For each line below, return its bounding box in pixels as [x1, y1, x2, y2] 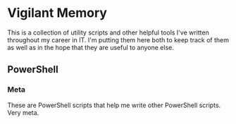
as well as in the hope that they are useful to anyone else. [7, 43, 174, 51]
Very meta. [7, 108, 39, 117]
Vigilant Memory [7, 5, 108, 21]
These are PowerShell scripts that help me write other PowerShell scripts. [7, 101, 221, 109]
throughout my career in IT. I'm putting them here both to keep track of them [7, 35, 229, 44]
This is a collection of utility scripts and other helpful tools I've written [7, 28, 209, 37]
